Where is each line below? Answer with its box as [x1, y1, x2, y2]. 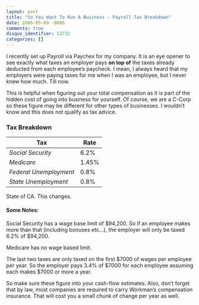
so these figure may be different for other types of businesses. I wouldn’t [6, 102, 185, 109]
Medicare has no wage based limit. [6, 244, 92, 251]
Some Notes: [6, 206, 39, 213]
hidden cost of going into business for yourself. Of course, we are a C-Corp [6, 96, 191, 103]
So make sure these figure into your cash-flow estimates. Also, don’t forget [6, 279, 190, 287]
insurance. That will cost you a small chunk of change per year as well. [6, 292, 179, 299]
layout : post [6, 8, 39, 15]
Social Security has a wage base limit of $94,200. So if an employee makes [6, 219, 191, 227]
